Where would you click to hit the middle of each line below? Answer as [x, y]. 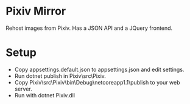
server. [23, 89]
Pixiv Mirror [36, 11]
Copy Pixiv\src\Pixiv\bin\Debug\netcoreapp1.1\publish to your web [97, 82]
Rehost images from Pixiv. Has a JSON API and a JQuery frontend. [89, 28]
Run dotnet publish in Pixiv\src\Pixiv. [60, 76]
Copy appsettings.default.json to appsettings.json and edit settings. [99, 69]
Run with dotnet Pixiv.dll [45, 95]
